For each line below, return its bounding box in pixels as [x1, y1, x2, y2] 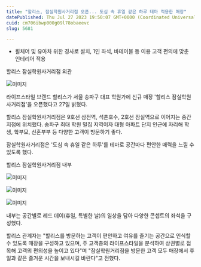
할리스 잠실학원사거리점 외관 [6, 68, 72, 75]
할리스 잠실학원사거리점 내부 [6, 161, 72, 168]
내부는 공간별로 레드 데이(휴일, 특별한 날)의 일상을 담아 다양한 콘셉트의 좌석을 [6, 212, 185, 219]
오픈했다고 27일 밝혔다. [33, 101, 88, 108]
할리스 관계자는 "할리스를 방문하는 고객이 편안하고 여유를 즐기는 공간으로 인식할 [6, 232, 191, 240]
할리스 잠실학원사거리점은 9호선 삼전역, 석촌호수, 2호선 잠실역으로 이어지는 [6, 113, 181, 121]
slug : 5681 [6, 25, 33, 32]
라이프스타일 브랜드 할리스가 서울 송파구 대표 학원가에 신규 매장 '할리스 [6, 93, 170, 100]
